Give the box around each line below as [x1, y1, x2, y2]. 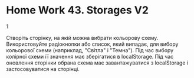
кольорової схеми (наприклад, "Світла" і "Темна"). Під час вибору [6, 46, 174, 53]
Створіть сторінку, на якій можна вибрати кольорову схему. [6, 34, 159, 41]
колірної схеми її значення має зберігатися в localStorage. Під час [6, 53, 174, 60]
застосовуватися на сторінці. [6, 65, 80, 72]
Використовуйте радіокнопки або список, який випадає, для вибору [6, 40, 179, 48]
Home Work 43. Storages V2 [6, 4, 149, 17]
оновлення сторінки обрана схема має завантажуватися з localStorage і [6, 59, 189, 66]
